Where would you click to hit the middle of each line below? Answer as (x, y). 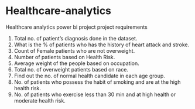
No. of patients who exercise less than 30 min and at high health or (95, 94)
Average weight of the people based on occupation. (77, 63)
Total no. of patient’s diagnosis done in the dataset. (76, 38)
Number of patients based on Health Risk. (64, 57)
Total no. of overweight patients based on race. (71, 69)
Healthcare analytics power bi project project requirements (76, 27)
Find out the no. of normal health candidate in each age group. (89, 76)
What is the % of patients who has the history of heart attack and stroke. (102, 45)
